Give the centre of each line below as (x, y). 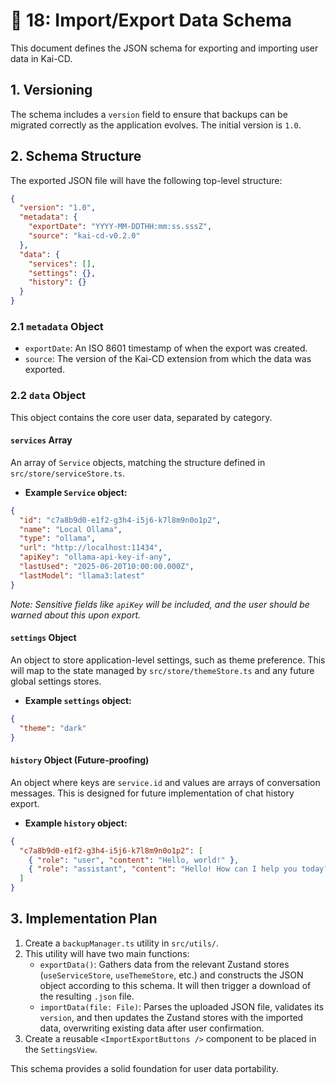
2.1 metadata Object (57, 326)
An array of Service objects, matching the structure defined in (138, 462)
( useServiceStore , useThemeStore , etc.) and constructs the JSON (171, 975)
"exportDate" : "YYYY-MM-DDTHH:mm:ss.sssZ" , (120, 227)
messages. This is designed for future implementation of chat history (152, 793)
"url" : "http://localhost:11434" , (91, 548)
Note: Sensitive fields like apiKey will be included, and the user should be (160, 604)
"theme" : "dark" (53, 728)
